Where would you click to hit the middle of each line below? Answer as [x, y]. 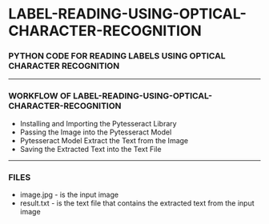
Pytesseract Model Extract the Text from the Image [104, 140]
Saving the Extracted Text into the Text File [90, 149]
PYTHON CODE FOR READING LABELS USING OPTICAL [117, 56]
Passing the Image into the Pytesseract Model [96, 132]
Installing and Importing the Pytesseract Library [98, 123]
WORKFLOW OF [40, 96]
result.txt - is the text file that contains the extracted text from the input [137, 203]
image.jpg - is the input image [69, 195]
